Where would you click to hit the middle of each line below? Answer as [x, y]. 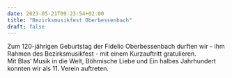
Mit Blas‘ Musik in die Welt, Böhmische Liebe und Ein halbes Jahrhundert [111, 61]
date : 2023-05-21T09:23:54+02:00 [56, 14]
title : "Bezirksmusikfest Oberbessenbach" [70, 20]
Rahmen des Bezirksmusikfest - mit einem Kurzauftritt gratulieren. [102, 54]
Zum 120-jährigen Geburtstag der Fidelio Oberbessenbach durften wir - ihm [116, 47]
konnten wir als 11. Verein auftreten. [58, 69]
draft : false [26, 26]
